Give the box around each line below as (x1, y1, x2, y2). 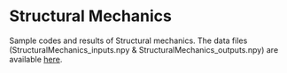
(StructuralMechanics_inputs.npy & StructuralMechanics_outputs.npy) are (9, 44, 279, 55)
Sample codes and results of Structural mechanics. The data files (9, 35, 248, 46)
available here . (9, 54, 63, 64)
